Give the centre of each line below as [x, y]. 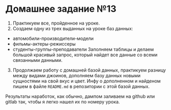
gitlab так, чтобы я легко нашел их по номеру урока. [63, 102]
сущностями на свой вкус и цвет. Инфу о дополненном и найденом [87, 81]
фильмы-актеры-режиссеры [44, 43]
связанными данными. [38, 60]
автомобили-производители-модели [53, 38]
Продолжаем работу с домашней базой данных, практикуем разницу [89, 70]
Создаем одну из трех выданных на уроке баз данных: [73, 28]
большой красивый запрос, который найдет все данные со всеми [85, 55]
